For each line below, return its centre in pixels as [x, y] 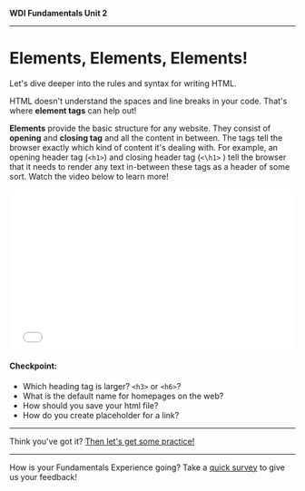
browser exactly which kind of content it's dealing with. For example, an [144, 147]
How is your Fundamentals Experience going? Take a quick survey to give [148, 467]
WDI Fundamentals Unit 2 [59, 13]
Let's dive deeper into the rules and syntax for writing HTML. [123, 83]
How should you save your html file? [90, 405]
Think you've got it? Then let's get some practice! [102, 441]
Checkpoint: [33, 366]
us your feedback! [44, 476]
